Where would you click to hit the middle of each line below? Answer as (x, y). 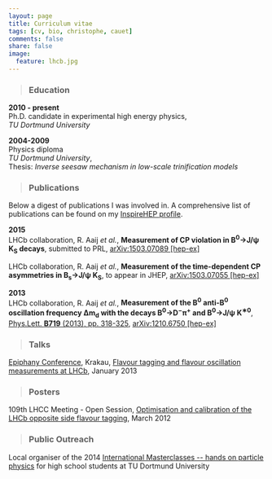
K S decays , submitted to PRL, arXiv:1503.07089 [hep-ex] (104, 249)
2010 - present (34, 108)
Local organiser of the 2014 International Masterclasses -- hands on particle (136, 457)
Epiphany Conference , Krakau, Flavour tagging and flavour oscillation (125, 363)
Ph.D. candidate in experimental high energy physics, (98, 116)
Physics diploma (36, 149)
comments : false (36, 39)
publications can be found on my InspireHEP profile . (96, 214)
